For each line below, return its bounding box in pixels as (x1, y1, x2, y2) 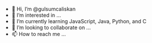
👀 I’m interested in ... (11, 12, 61, 19)
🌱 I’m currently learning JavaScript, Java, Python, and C (11, 18, 147, 24)
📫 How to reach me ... (11, 31, 66, 37)
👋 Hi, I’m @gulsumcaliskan (11, 6, 76, 12)
